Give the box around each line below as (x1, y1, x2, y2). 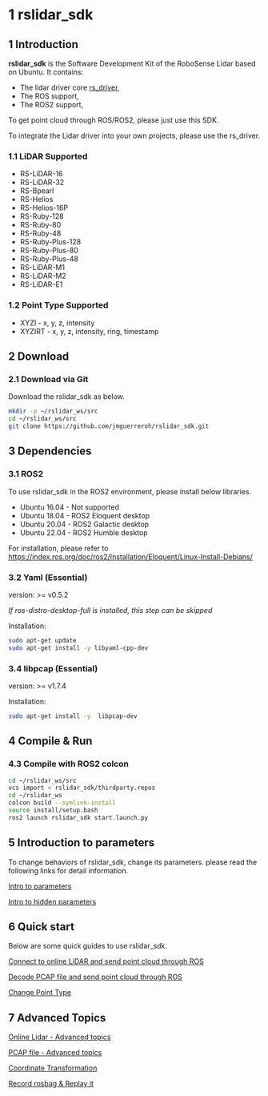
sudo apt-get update (8, 636, 78, 644)
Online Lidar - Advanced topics (8, 1032, 111, 1042)
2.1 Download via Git (8, 373, 89, 385)
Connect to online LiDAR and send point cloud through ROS (8, 957, 204, 966)
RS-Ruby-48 (19, 228, 62, 238)
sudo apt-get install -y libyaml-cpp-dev (8, 643, 149, 652)
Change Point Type (8, 988, 72, 997)
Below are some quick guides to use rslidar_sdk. (8, 941, 168, 951)
